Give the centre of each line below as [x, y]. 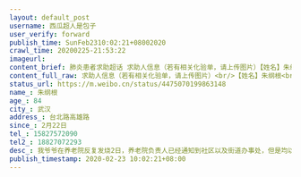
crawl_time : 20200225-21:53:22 [68, 51]
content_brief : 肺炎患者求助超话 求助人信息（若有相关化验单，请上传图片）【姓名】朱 [150, 68]
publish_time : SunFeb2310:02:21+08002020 [88, 42]
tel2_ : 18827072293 [46, 142]
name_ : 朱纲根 [34, 92]
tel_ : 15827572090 [43, 134]
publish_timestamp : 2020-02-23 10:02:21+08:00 [98, 159]
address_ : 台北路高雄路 [49, 117]
